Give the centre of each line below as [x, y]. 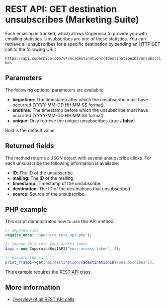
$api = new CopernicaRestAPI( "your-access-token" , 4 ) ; [63, 249]
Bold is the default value [30, 130]
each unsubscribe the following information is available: [62, 163]
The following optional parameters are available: [54, 90]
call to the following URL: [31, 49]
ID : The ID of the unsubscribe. [43, 173]
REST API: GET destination [61, 9]
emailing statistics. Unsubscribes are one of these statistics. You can [76, 39]
